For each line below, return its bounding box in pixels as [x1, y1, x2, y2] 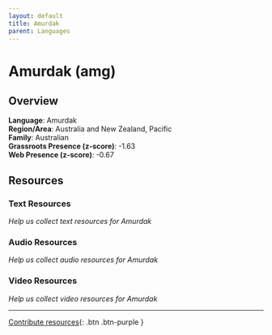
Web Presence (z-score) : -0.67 [8, 150, 115, 160]
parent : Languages [8, 27, 70, 35]
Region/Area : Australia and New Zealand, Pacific [8, 124, 172, 134]
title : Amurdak [8, 19, 60, 28]
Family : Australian [8, 133, 69, 143]
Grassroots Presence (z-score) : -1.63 [8, 141, 136, 151]
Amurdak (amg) [8, 62, 116, 80]
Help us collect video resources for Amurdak [8, 294, 158, 303]
